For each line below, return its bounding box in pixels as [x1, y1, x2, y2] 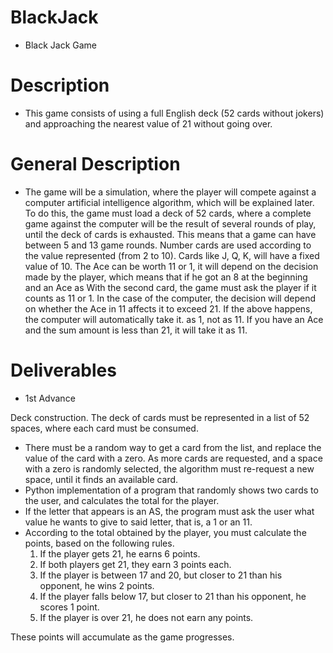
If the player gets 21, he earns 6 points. [39, 547, 201, 560]
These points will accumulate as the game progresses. [10, 631, 235, 643]
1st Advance [24, 392, 76, 404]
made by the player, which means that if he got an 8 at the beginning [24, 271, 308, 283]
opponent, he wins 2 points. [39, 579, 155, 591]
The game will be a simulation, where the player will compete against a [24, 186, 317, 198]
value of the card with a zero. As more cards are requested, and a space [24, 452, 323, 464]
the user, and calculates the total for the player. [24, 494, 220, 506]
